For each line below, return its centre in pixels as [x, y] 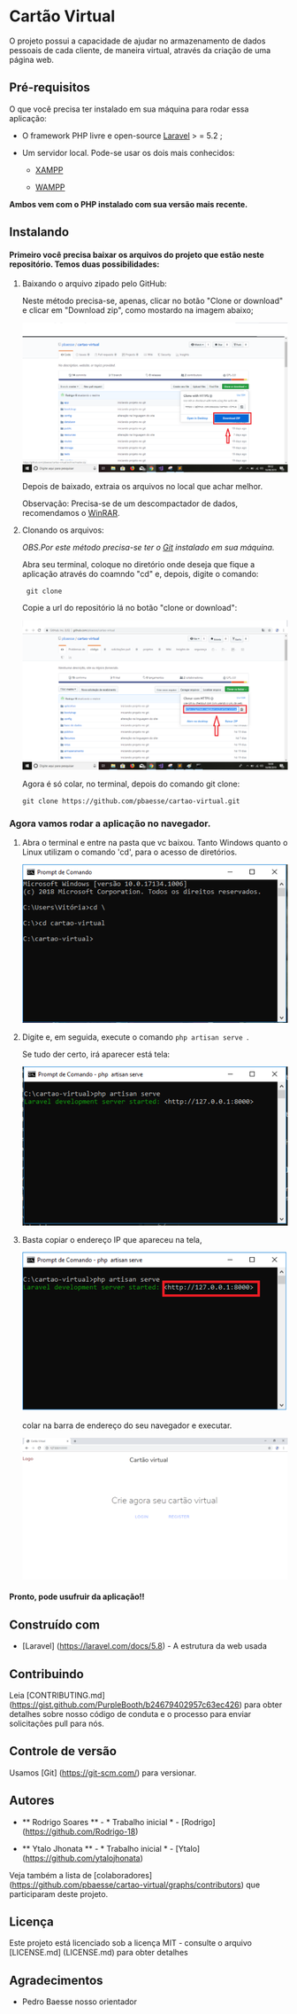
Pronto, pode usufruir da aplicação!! [77, 1596]
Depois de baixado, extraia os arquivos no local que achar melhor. [142, 486]
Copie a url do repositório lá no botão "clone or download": [129, 607]
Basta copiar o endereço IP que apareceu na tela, [112, 1239]
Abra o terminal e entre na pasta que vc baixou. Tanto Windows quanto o [155, 842]
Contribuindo [46, 1674]
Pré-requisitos [50, 87]
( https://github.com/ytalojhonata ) [83, 1858]
